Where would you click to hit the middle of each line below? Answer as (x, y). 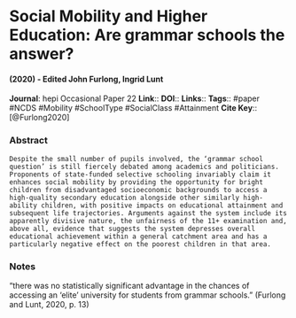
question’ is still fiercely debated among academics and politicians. (144, 167)
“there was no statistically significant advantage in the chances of (129, 285)
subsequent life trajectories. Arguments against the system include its (148, 213)
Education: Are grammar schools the (147, 35)
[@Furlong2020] (39, 118)
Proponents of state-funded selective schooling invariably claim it (140, 175)
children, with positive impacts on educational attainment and (162, 206)
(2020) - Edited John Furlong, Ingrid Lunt (86, 79)
